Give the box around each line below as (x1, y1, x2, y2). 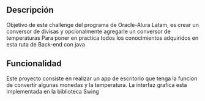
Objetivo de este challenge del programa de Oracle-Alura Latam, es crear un (6, 21, 199, 28)
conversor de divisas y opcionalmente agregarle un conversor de (6, 28, 171, 35)
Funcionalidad (6, 58, 62, 69)
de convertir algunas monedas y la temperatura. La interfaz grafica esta (6, 81, 187, 88)
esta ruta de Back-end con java (6, 40, 86, 48)
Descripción (6, 5, 54, 15)
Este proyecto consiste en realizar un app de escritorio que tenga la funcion (6, 75, 198, 82)
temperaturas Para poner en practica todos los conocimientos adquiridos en (6, 34, 199, 42)
